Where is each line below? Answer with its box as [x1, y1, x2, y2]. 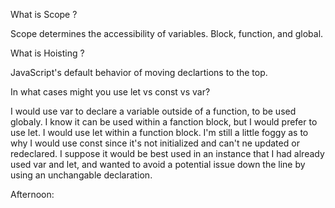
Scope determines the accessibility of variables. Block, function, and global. [10, 28, 324, 39]
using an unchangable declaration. [10, 169, 153, 181]
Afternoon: [10, 189, 55, 200]
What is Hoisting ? [10, 47, 85, 59]
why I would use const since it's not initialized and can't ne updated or [10, 137, 300, 149]
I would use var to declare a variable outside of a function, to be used [10, 105, 297, 117]
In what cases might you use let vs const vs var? [10, 86, 211, 98]
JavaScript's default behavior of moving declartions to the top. [10, 67, 268, 78]
